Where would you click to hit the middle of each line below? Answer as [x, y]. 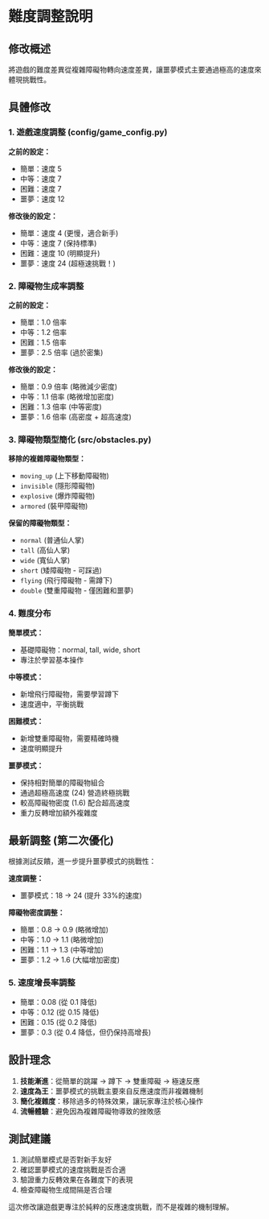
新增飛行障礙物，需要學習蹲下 [69, 694]
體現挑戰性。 [29, 80]
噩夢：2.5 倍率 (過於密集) [61, 352]
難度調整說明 [51, 17]
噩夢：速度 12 [42, 199]
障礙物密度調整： [37, 913]
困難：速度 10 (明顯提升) [60, 253]
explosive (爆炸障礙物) [57, 496]
